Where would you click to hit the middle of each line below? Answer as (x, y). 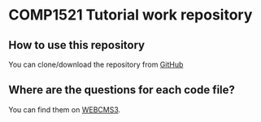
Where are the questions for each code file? (122, 90)
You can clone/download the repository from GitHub (96, 64)
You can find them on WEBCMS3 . (65, 109)
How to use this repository (77, 45)
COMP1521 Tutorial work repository (130, 15)
